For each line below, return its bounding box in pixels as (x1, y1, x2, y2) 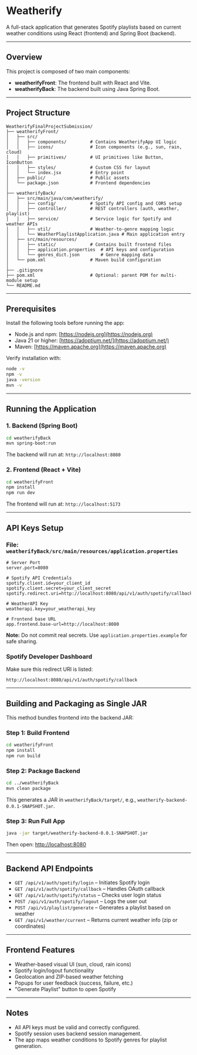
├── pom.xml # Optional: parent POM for (6, 272, 159, 278)
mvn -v (6, 382, 22, 388)
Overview (6, 52, 43, 62)
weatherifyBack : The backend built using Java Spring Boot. (14, 85, 160, 92)
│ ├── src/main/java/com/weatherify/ (6, 195, 104, 201)
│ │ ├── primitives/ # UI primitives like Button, (6, 154, 164, 160)
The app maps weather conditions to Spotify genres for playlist (14, 1036, 167, 1043)
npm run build (6, 753, 41, 759)
